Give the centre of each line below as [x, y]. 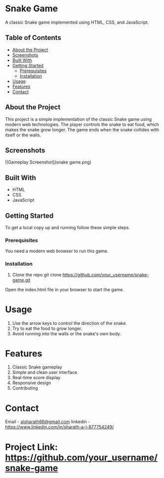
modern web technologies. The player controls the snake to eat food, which [82, 124]
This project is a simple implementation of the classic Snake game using [79, 119]
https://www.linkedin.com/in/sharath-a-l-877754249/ [60, 427]
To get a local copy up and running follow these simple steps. [67, 227]
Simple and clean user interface [45, 372]
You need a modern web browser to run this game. [57, 251]
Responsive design [32, 383]
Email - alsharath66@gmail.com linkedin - [48, 422]
